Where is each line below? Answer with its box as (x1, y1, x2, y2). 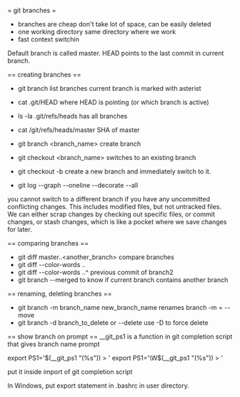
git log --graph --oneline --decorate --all (17, 181, 139, 189)
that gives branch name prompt (7, 340, 100, 348)
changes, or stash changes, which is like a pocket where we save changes (7, 218, 227, 226)
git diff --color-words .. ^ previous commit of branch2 (17, 268, 174, 276)
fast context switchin (17, 35, 80, 44)
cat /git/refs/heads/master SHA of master (17, 126, 141, 134)
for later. (7, 225, 32, 233)
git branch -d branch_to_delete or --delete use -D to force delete (17, 318, 209, 327)
